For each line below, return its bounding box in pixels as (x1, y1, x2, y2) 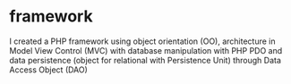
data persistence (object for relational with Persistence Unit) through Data (9, 55, 282, 65)
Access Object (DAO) (9, 64, 88, 75)
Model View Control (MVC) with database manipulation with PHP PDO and (9, 45, 283, 55)
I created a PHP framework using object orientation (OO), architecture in (9, 36, 276, 46)
